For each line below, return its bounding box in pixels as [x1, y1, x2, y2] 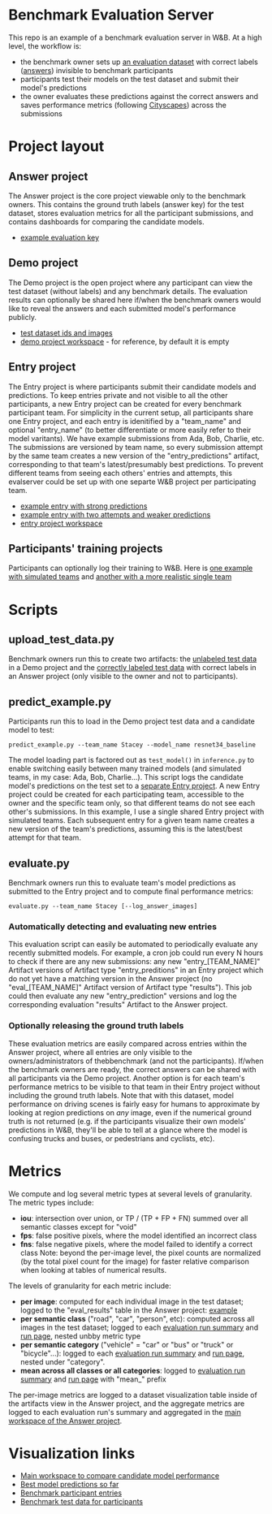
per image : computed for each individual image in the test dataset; [19, 1296, 244, 1306]
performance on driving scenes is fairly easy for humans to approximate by [8, 1099, 261, 1109]
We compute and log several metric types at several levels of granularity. [8, 1188, 253, 1199]
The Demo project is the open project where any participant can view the [8, 278, 253, 288]
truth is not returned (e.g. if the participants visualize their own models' [8, 1116, 246, 1126]
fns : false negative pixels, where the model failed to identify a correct [19, 1239, 253, 1248]
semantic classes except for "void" [19, 1222, 137, 1231]
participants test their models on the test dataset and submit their [19, 74, 240, 84]
